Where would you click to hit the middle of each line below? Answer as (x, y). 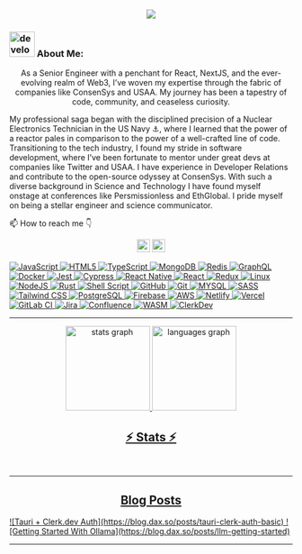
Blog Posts (151, 500)
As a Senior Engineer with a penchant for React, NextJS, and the (140, 73)
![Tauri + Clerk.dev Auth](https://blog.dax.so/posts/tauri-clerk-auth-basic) (147, 522)
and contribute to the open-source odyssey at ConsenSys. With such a (141, 177)
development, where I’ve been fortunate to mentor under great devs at (140, 158)
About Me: (60, 54)
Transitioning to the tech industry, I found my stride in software (126, 148)
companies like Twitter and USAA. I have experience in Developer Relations (149, 168)
